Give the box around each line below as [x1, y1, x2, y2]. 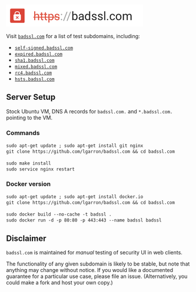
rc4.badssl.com [14, 70, 52, 76]
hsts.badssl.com [14, 76, 55, 82]
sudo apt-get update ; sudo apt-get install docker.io [6, 194, 144, 200]
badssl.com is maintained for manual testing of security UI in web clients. [6, 249, 182, 256]
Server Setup [6, 92, 56, 102]
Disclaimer [6, 233, 46, 243]
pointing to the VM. [6, 114, 53, 121]
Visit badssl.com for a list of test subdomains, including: [6, 33, 140, 39]
